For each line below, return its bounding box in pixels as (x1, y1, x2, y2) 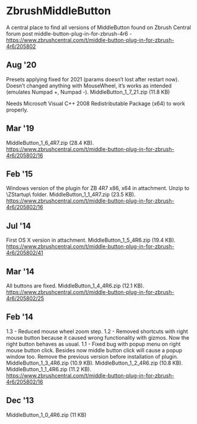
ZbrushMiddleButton (6, 4, 111, 18)
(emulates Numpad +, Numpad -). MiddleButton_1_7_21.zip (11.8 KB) (6, 88, 170, 96)
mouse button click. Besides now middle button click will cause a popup (6, 346, 182, 354)
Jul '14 (6, 221, 31, 231)
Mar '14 (6, 266, 34, 277)
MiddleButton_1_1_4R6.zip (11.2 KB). (6, 365, 92, 372)
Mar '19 (6, 124, 34, 134)
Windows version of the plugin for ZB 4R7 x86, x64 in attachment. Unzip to (6, 185, 190, 192)
